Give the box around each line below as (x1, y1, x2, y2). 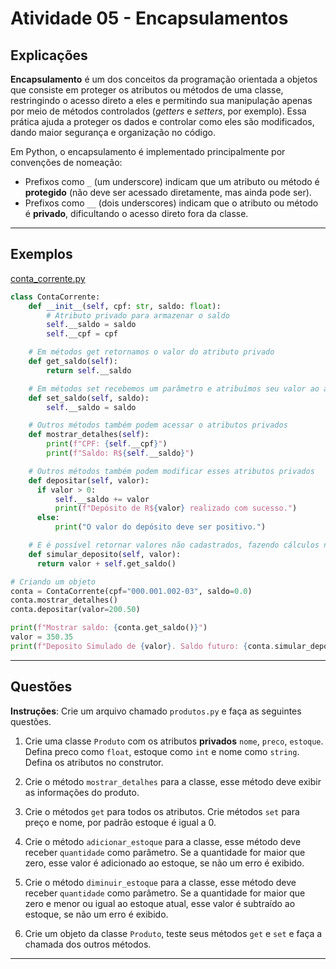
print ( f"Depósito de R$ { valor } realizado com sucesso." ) (54, 503, 298, 514)
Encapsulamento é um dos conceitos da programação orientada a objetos (10, 73, 318, 85)
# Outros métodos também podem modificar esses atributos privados (28, 466, 315, 476)
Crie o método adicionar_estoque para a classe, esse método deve (24, 835, 302, 847)
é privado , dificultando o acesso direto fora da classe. (24, 208, 249, 219)
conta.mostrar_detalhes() (10, 595, 118, 606)
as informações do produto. (24, 786, 140, 798)
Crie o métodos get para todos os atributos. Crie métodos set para (24, 805, 300, 817)
